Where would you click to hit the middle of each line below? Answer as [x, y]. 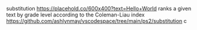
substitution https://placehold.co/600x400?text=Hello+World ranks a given [99, 9]
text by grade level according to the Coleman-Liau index [75, 15]
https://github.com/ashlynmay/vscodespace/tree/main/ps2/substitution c [97, 21]
